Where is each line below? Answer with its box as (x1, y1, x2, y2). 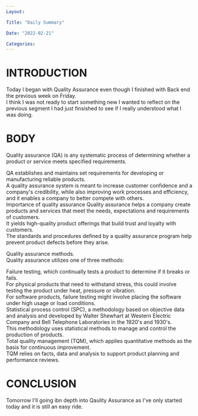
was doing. (6, 111, 33, 119)
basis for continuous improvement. (6, 344, 91, 351)
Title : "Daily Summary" (6, 19, 65, 26)
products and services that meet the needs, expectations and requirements (6, 207, 190, 214)
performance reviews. (6, 357, 60, 364)
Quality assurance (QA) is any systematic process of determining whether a (6, 152, 190, 159)
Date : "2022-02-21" (6, 30, 54, 36)
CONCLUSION (6, 377, 77, 390)
